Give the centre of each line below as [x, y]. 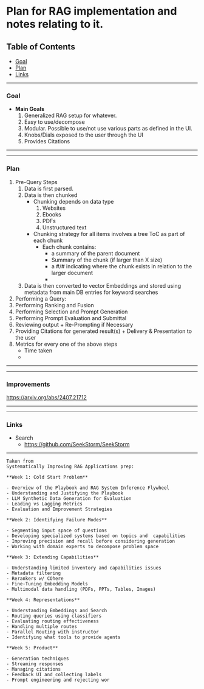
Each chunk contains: [69, 247]
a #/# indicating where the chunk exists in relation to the [122, 266]
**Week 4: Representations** [43, 600]
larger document [72, 273]
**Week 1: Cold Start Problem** [47, 477]
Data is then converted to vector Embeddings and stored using [102, 285]
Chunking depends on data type [73, 201]
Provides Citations [47, 141]
